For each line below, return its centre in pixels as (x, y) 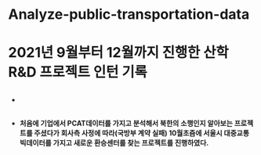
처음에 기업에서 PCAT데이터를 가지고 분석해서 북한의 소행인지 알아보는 (126, 124)
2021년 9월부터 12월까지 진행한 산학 (118, 53)
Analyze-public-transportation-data (129, 14)
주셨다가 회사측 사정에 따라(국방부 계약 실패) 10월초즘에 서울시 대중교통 (141, 133)
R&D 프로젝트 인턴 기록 (78, 72)
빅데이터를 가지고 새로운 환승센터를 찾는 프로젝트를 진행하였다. (114, 143)
